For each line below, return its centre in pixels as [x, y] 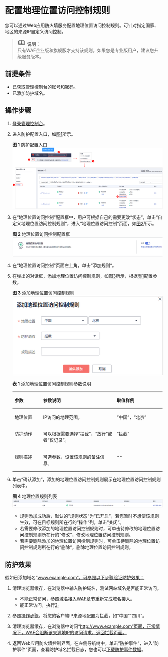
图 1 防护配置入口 [30, 144]
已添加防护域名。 [30, 93]
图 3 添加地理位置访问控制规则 [43, 293]
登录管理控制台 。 [30, 123]
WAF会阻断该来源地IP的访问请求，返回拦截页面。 [76, 633]
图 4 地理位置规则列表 [35, 496]
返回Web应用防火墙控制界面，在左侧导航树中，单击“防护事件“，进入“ [83, 643]
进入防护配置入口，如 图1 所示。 [44, 134]
